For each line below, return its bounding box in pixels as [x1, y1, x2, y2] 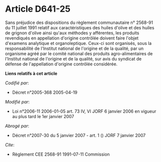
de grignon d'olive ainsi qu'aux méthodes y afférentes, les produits [5, 30, 140, 36]
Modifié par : [5, 99, 30, 104]
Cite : [5, 142, 15, 147]
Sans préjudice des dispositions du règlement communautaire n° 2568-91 [5, 20, 153, 25]
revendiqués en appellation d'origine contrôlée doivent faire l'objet [5, 35, 139, 41]
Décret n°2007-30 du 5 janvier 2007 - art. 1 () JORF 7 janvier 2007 [12, 132, 146, 138]
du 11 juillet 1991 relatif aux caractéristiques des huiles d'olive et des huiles [5, 24, 155, 30]
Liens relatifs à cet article [5, 70, 58, 76]
